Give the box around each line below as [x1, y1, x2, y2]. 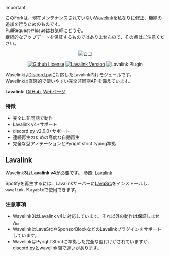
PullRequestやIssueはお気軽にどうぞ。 [5, 27, 86, 34]
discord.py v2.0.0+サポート [12, 128, 70, 134]
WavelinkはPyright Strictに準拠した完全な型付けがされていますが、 [12, 239, 152, 245]
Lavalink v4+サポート [12, 121, 57, 127]
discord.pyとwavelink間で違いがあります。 [12, 245, 102, 251]
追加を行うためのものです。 [5, 21, 63, 27]
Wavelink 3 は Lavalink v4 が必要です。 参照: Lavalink [5, 170, 113, 176]
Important [5, 5, 26, 10]
